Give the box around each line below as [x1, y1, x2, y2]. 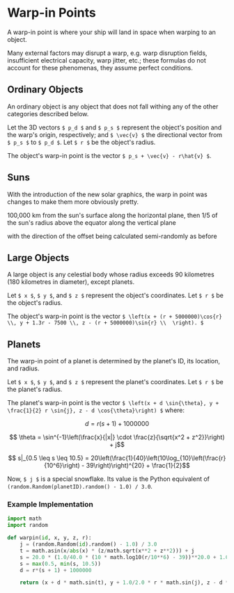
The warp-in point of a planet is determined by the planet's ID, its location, [7, 357, 221, 365]
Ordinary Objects [7, 84, 84, 95]
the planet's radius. [7, 385, 63, 394]
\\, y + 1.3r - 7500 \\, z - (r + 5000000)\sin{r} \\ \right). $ [7, 319, 204, 326]
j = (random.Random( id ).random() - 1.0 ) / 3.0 [19, 541, 157, 548]
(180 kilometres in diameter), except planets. [7, 278, 134, 286]
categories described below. [7, 109, 89, 118]
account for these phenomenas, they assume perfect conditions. [7, 63, 193, 72]
